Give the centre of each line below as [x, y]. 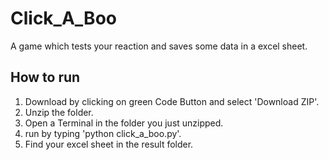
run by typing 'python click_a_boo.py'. [103, 133]
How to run [45, 77]
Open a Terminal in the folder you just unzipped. [124, 123]
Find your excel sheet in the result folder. [109, 144]
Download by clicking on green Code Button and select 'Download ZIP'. [172, 101]
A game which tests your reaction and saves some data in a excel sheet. [159, 46]
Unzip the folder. [59, 112]
